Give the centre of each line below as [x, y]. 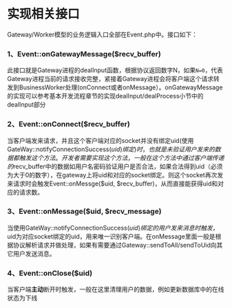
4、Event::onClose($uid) [50, 273]
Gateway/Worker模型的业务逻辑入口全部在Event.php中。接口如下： [103, 34]
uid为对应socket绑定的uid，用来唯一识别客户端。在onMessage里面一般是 [111, 236]
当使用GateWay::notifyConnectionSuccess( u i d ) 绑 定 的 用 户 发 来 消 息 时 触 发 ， [113, 228]
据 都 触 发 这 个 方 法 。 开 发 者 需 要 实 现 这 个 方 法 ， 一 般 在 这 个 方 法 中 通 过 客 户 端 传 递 [116, 157]
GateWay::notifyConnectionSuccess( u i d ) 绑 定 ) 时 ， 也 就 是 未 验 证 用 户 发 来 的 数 [114, 149]
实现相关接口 [44, 14]
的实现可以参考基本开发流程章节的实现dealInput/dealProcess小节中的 [106, 96]
